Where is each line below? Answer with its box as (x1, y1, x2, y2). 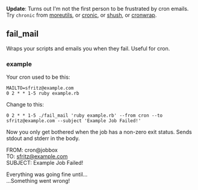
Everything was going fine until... (6, 171, 88, 178)
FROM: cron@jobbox (6, 147, 58, 154)
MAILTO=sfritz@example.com (6, 85, 74, 91)
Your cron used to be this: (6, 73, 70, 81)
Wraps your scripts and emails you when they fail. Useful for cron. (6, 44, 170, 52)
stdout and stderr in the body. (6, 135, 80, 142)
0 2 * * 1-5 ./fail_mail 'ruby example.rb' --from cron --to (6, 112, 163, 119)
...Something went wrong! (6, 177, 70, 185)
